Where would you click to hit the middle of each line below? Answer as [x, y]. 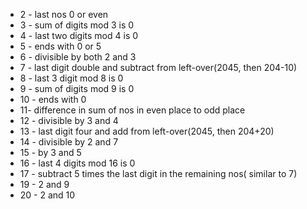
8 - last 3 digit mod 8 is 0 [71, 78]
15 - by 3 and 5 [50, 152]
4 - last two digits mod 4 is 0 [79, 35]
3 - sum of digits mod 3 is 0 [77, 25]
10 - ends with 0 [53, 99]
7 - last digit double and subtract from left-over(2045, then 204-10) [158, 67]
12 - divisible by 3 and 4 [69, 120]
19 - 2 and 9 [44, 184]
